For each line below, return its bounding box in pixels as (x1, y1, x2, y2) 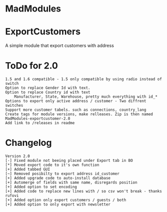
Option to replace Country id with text (5, 90, 91, 95)
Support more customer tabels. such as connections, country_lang (5, 107, 146, 113)
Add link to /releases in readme (5, 121, 75, 126)
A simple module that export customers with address (5, 43, 114, 49)
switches (5, 103, 23, 108)
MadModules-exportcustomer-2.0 (5, 116, 70, 121)
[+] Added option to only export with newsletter (5, 202, 111, 207)
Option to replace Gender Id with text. (5, 86, 91, 91)
